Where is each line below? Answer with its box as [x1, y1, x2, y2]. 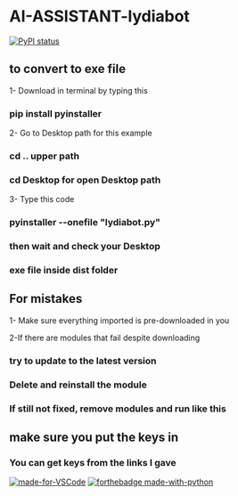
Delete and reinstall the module [9, 378, 147, 391]
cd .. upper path [9, 150, 80, 162]
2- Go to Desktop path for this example [9, 127, 153, 139]
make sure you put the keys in [9, 430, 179, 444]
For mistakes [9, 291, 83, 306]
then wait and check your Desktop [9, 240, 160, 253]
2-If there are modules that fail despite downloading [9, 332, 201, 343]
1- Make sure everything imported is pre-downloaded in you [9, 314, 230, 326]
